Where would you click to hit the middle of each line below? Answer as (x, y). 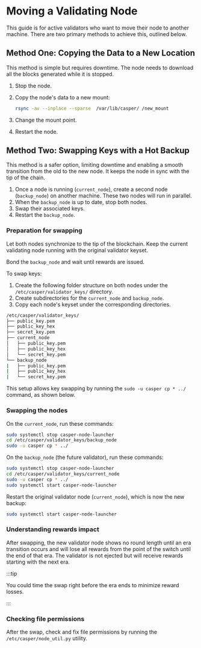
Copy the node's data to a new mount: (62, 97)
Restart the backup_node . (45, 215)
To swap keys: (24, 273)
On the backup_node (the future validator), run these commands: (85, 457)
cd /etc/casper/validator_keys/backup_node (62, 440)
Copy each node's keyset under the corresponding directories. (93, 304)
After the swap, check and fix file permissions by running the (82, 632)
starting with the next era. (38, 562)
